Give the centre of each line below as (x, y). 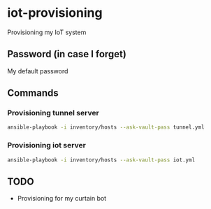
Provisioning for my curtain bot (62, 199)
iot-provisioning (55, 13)
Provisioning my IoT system (47, 32)
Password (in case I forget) (67, 54)
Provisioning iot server (46, 145)
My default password (38, 71)
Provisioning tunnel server (53, 113)
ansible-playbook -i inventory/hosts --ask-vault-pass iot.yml (101, 160)
